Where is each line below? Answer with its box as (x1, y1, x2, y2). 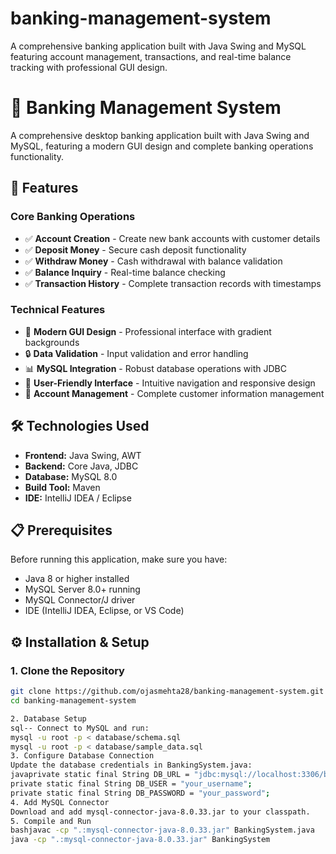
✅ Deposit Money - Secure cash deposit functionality (24, 243, 247, 256)
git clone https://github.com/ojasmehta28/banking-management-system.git (10, 687, 325, 697)
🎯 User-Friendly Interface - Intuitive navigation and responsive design (24, 377, 316, 389)
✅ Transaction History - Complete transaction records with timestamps (24, 277, 322, 289)
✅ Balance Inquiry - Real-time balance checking (24, 266, 226, 278)
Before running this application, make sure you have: (10, 553, 228, 566)
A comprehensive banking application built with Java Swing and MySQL (10, 40, 307, 52)
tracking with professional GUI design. (10, 61, 168, 73)
